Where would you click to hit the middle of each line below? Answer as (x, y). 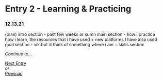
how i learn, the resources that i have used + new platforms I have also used (81, 40)
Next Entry (16, 63)
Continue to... (19, 54)
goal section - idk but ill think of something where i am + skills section (75, 45)
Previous (14, 74)
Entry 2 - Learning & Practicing (68, 9)
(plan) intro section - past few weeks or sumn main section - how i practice (80, 34)
